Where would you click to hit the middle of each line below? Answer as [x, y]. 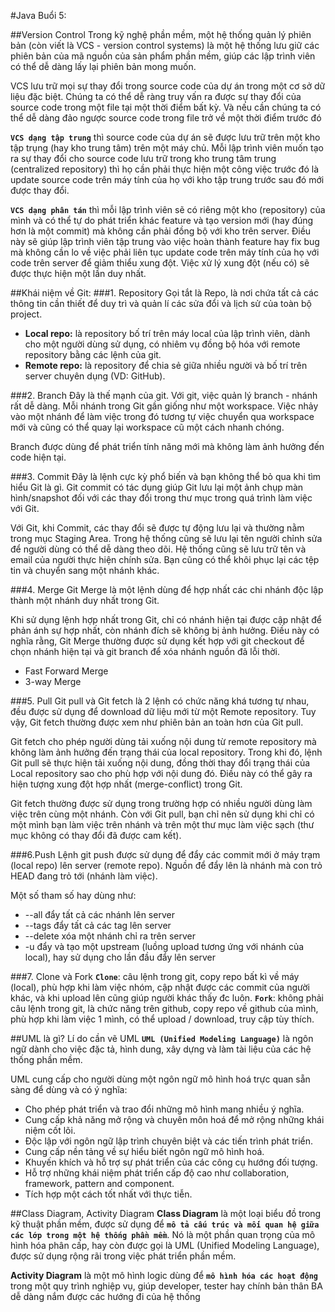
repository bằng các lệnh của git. [93, 354]
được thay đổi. [40, 190]
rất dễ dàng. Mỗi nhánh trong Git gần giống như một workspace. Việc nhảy [164, 406]
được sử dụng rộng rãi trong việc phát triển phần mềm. [123, 1256]
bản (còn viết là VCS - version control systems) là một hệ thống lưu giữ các [165, 45]
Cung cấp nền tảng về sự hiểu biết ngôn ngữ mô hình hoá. [144, 1151]
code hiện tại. [38, 457]
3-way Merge [53, 681]
